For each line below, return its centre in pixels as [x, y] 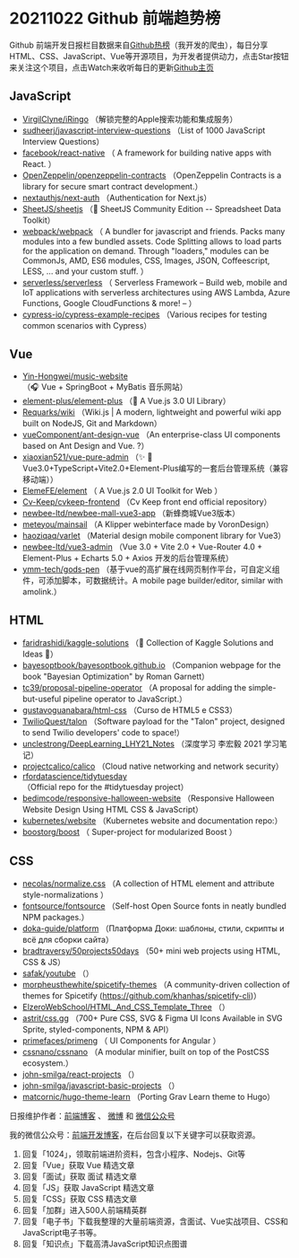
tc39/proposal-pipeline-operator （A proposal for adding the [134, 688]
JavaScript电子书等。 [62, 1233]
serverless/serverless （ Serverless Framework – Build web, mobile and [155, 282]
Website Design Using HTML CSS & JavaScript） [113, 810]
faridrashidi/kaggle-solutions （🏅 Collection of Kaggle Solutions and [148, 643]
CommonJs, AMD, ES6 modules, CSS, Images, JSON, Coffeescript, [146, 260]
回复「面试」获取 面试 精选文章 [79, 1176]
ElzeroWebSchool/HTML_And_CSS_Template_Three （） [126, 1007]
